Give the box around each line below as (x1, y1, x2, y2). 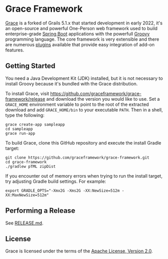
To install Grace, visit (5, 90, 50, 97)
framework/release (5, 96, 45, 102)
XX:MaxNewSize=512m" (5, 192, 50, 197)
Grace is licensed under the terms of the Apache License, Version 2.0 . (5, 248, 153, 254)
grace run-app (5, 131, 36, 136)
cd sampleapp (5, 126, 33, 131)
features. (5, 47, 25, 53)
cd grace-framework (5, 159, 47, 164)
